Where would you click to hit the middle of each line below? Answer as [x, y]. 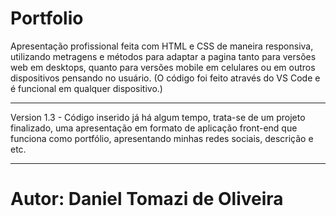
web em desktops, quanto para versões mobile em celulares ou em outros [163, 67]
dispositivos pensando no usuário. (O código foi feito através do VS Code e [165, 78]
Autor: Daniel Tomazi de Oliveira [147, 199]
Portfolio [47, 18]
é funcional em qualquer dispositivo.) [86, 88]
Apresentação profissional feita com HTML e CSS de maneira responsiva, [162, 46]
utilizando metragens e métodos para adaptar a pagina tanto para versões [163, 56]
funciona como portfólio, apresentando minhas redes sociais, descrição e [162, 138]
